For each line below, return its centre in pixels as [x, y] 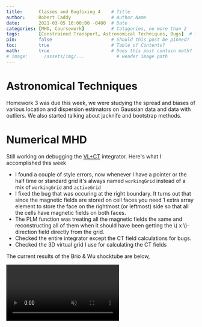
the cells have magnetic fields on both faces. [70, 212]
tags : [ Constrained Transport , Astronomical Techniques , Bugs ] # [99, 34]
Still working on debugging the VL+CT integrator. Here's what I [84, 156]
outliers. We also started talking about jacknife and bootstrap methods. [94, 115]
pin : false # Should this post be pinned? [98, 40]
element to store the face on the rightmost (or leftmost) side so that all [102, 206]
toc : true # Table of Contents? [86, 46]
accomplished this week [36, 163]
